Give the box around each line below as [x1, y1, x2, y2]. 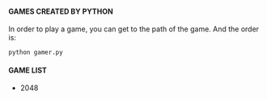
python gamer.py [8, 48, 63, 56]
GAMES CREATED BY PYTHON [8, 6, 113, 16]
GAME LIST [8, 65, 47, 75]
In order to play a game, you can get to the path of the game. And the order [8, 24, 260, 34]
